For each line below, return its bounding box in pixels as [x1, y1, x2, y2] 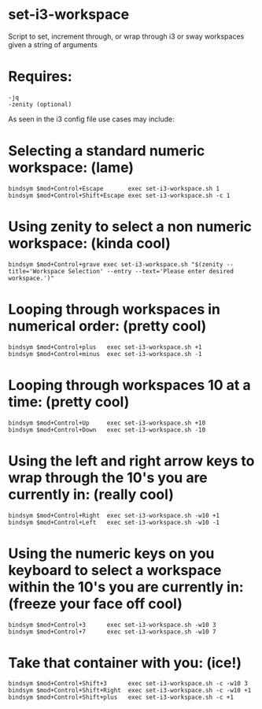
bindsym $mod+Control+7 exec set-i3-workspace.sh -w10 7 [8, 628, 216, 636]
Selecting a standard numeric [8, 142, 205, 160]
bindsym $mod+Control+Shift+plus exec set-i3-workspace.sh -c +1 [8, 693, 234, 702]
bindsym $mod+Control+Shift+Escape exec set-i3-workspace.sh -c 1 [8, 191, 231, 199]
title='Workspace [8, 267, 65, 275]
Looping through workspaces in [8, 300, 221, 318]
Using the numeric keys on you [8, 544, 215, 562]
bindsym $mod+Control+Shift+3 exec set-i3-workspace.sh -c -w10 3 [8, 680, 248, 688]
